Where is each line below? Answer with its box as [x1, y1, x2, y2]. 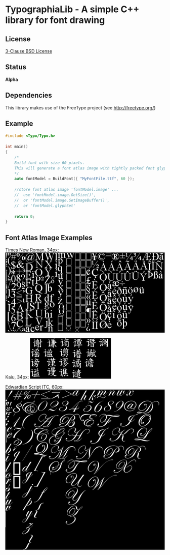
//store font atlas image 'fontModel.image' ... [14, 187, 119, 192]
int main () [5, 144, 28, 150]
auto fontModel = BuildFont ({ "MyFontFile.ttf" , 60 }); [14, 177, 135, 182]
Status [5, 63, 27, 72]
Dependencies [5, 91, 52, 100]
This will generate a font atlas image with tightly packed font [14, 165, 155, 171]
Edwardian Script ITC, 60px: [5, 384, 64, 390]
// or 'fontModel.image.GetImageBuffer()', [14, 197, 110, 203]
